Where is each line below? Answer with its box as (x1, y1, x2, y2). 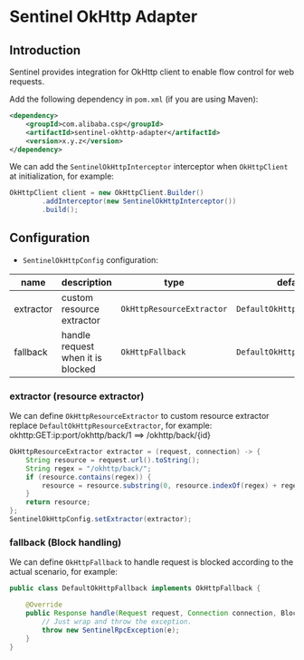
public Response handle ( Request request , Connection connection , (25, 609, 278, 618)
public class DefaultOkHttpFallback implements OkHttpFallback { (9, 584, 261, 593)
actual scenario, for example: (9, 567, 118, 577)
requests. (9, 76, 45, 87)
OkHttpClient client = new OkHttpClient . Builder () (9, 189, 204, 198)
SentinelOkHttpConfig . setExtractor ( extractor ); (9, 515, 193, 524)
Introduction (9, 43, 81, 58)
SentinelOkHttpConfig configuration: (22, 254, 158, 265)
